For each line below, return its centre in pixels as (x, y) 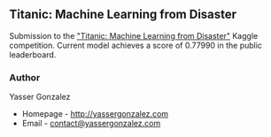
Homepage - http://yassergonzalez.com (95, 114)
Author (25, 77)
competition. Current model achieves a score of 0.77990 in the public (136, 45)
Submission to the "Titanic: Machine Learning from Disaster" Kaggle (134, 35)
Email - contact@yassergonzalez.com (91, 124)
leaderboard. (33, 54)
